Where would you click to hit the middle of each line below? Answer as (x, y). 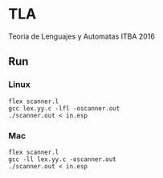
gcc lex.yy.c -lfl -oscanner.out (64, 108)
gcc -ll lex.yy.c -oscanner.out (62, 159)
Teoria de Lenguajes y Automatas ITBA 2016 (81, 36)
